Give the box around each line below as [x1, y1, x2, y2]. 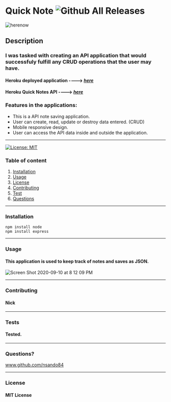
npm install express [5, 229, 49, 234]
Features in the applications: [5, 102, 77, 109]
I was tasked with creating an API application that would [5, 52, 147, 59]
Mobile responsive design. [12, 124, 68, 130]
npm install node [5, 225, 42, 230]
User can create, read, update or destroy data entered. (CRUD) [12, 119, 145, 125]
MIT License [5, 392, 32, 398]
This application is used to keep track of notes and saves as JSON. [5, 258, 149, 264]
